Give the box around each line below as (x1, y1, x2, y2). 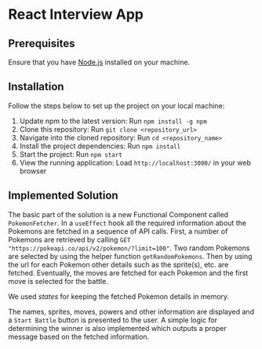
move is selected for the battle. (8, 276, 108, 285)
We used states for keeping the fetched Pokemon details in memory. (8, 292, 230, 301)
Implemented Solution (8, 189, 119, 202)
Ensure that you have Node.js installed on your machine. (8, 57, 191, 67)
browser (19, 166, 47, 176)
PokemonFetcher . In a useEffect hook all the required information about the (8, 218, 247, 227)
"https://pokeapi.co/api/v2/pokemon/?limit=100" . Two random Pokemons (8, 243, 250, 253)
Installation (8, 80, 64, 93)
